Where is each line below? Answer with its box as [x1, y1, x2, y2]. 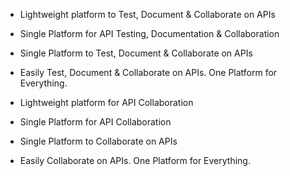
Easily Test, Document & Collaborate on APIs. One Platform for [19, 67, 278, 78]
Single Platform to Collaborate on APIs [19, 135, 178, 147]
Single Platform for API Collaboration [19, 116, 172, 128]
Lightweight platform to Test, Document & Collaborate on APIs [19, 9, 276, 20]
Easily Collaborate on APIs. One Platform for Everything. [19, 155, 251, 166]
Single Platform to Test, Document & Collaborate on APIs [19, 47, 253, 59]
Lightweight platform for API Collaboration [19, 97, 194, 108]
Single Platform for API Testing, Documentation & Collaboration [19, 28, 280, 39]
